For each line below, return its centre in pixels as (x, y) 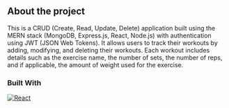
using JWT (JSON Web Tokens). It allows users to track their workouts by (112, 43)
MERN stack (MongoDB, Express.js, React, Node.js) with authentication (109, 35)
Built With (24, 82)
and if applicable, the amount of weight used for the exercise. (95, 64)
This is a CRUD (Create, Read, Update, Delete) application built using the (111, 28)
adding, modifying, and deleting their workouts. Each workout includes (109, 50)
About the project (46, 11)
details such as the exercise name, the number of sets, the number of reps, (115, 57)
